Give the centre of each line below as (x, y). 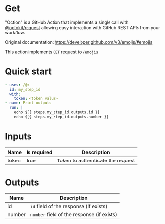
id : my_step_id (25, 89)
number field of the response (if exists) (74, 214)
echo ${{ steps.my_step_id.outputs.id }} (57, 112)
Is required (39, 152)
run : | (16, 108)
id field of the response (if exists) (69, 206)
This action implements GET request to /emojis (52, 52)
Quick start (28, 72)
